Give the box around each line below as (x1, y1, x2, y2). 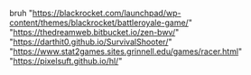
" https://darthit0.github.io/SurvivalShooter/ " (9, 36, 172, 47)
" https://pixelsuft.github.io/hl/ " (9, 56, 123, 66)
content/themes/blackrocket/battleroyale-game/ (9, 17, 190, 28)
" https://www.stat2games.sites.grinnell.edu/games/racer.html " (9, 46, 243, 57)
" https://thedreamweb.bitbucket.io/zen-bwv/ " (9, 27, 180, 37)
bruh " (9, 8, 33, 18)
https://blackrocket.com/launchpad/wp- (32, 8, 181, 18)
